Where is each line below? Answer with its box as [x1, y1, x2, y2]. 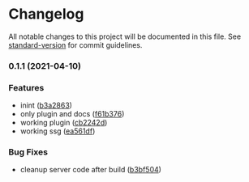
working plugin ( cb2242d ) [19, 118, 108, 128]
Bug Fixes [8, 146, 49, 158]
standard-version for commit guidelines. [8, 40, 143, 49]
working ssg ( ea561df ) [19, 126, 96, 136]
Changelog [8, 5, 84, 23]
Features [8, 82, 45, 93]
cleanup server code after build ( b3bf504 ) [19, 165, 162, 175]
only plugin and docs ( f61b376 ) [19, 109, 125, 119]
